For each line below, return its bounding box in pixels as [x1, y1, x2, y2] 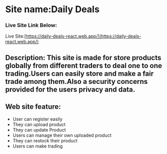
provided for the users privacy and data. [5, 85, 136, 94]
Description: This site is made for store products [5, 53, 161, 62]
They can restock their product [12, 137, 78, 143]
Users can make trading [12, 143, 63, 149]
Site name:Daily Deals [5, 4, 100, 15]
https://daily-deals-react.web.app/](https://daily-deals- [26, 33, 142, 39]
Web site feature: [5, 103, 61, 111]
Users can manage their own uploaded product [12, 132, 112, 138]
